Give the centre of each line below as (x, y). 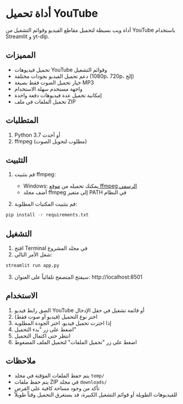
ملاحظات (21, 361)
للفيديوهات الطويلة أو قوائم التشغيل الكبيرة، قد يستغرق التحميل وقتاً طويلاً (96, 394)
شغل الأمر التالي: (33, 255)
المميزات (21, 55)
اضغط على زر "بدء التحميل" (45, 329)
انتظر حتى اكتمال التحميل (42, 336)
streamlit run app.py (33, 266)
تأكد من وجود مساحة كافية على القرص (57, 388)
